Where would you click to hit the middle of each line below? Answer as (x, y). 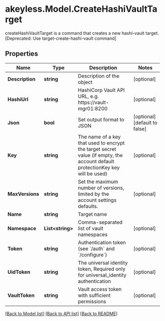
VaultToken (21, 295)
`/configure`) (92, 255)
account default (96, 161)
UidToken (19, 272)
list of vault (91, 228)
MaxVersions (23, 194)
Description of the (98, 76)
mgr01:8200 (93, 108)
